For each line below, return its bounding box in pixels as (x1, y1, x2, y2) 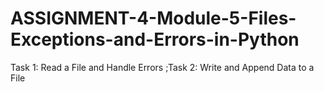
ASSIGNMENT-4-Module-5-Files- (10, 7, 297, 30)
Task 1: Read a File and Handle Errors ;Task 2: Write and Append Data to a (10, 61, 315, 73)
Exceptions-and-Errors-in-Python (10, 28, 300, 51)
